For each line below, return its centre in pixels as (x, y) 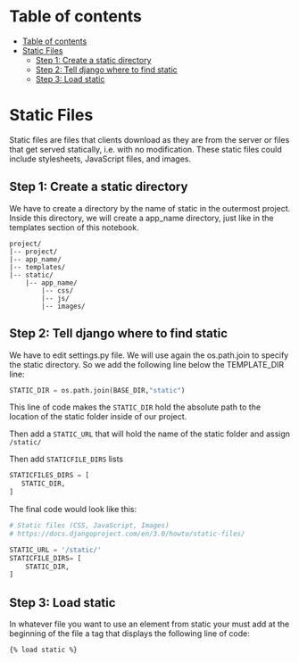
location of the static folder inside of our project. (98, 417)
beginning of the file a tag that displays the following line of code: (129, 634)
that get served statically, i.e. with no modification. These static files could (146, 149)
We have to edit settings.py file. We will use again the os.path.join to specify (149, 355)
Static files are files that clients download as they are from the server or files (149, 139)
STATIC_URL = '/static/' (55, 550)
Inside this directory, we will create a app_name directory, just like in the (141, 218)
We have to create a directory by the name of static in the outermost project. (150, 208)
